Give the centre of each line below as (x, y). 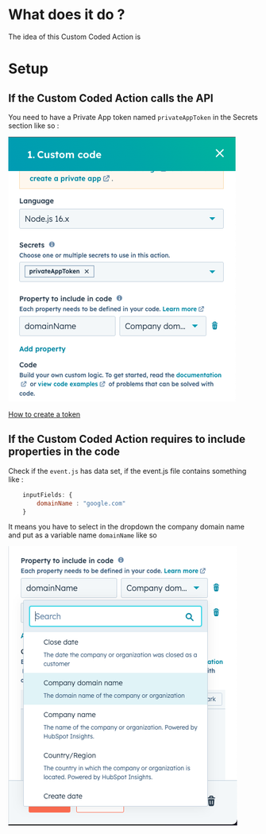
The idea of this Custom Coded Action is (75, 37)
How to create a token (44, 414)
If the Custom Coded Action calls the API (111, 98)
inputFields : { (48, 495)
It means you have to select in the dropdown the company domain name (126, 527)
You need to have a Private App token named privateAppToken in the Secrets (133, 117)
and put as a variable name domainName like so (83, 535)
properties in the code (64, 452)
